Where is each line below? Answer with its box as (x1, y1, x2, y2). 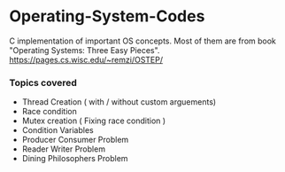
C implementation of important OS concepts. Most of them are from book (9, 35, 277, 46)
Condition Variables (21, 125, 95, 136)
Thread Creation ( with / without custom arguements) (21, 97, 217, 107)
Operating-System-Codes (9, 6, 205, 27)
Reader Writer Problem (21, 144, 106, 154)
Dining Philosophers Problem (21, 153, 128, 164)
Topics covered (9, 76, 78, 89)
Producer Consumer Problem (21, 135, 129, 145)
